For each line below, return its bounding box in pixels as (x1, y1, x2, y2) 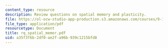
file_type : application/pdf (5, 21, 64, 26)
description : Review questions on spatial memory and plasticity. (5, 12, 146, 17)
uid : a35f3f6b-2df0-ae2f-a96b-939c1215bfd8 (5, 35, 97, 40)
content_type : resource (5, 7, 55, 12)
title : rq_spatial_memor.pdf (5, 30, 66, 35)
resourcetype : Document (5, 26, 55, 31)
